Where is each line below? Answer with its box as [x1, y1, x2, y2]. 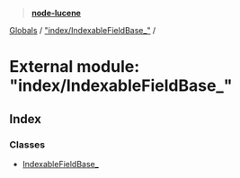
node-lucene [31, 8, 81, 18]
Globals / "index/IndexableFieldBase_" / [9, 25, 156, 35]
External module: [9, 57, 140, 77]
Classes [9, 138, 46, 151]
